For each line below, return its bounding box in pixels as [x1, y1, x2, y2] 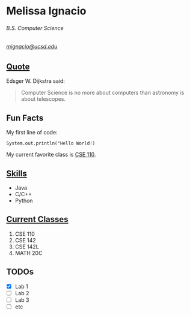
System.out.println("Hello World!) [6, 140, 96, 146]
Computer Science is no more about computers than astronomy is [20, 89, 185, 97]
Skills [6, 168, 27, 178]
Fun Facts [6, 113, 44, 123]
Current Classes [6, 214, 69, 224]
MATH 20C [14, 249, 43, 256]
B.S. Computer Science [6, 24, 64, 31]
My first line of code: [6, 129, 58, 136]
